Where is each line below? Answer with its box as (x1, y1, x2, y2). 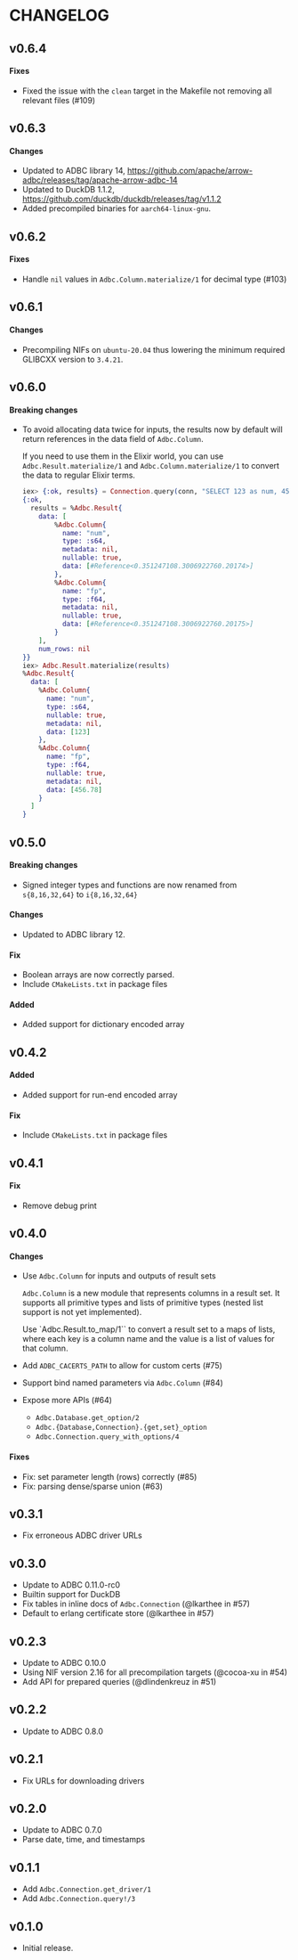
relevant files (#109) (21, 94, 96, 105)
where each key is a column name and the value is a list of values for (21, 1334, 275, 1344)
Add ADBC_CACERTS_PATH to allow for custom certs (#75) (21, 1360, 222, 1371)
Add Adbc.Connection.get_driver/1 (21, 1883, 151, 1894)
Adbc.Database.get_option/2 (35, 1414, 140, 1423)
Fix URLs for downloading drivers (21, 1775, 145, 1786)
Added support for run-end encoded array (21, 1089, 178, 1100)
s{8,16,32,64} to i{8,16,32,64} (21, 888, 138, 900)
